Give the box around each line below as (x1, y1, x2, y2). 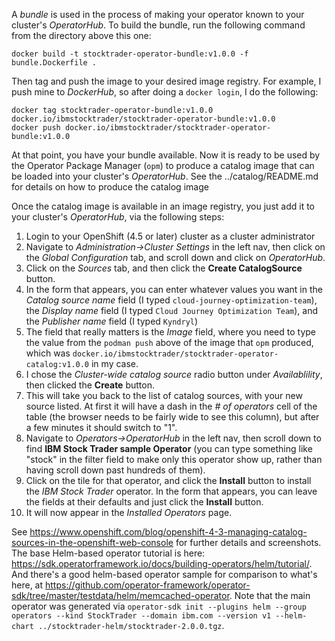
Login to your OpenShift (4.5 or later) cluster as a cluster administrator (25, 230, 316, 242)
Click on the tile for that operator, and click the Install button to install (25, 475, 312, 486)
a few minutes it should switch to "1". (25, 422, 178, 433)
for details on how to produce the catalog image (11, 181, 209, 193)
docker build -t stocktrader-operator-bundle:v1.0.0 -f (11, 49, 249, 59)
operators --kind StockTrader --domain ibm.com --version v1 (11, 611, 272, 621)
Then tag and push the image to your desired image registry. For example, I (11, 75, 322, 87)
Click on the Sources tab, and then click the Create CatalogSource (25, 262, 303, 274)
